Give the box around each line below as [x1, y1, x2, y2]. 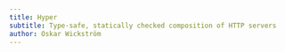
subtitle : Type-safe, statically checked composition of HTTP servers [9, 21, 277, 30]
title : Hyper [9, 12, 58, 22]
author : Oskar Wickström [9, 29, 102, 38]
